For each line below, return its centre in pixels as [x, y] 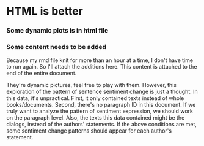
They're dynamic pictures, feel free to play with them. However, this [92, 85]
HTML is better [45, 11]
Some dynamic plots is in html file [57, 31]
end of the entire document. [42, 73]
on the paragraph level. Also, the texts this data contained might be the [96, 118]
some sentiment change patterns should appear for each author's [89, 131]
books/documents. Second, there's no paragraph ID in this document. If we [101, 105]
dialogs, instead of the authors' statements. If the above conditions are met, [102, 125]
